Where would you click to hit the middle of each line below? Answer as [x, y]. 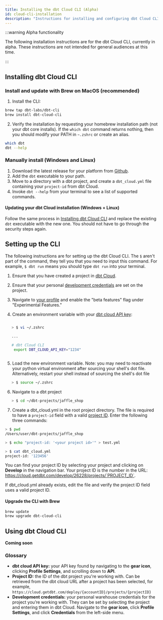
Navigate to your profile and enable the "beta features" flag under [78, 300]
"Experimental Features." [37, 305]
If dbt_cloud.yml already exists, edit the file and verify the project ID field [78, 485]
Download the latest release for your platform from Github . [71, 171]
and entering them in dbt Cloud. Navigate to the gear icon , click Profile [83, 607]
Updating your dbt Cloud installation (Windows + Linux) [62, 208]
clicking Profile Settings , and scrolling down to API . [64, 571]
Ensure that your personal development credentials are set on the [77, 285]
